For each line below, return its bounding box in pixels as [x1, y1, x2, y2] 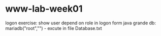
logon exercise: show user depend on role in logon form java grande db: [5, 20, 156, 26]
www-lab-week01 [5, 3, 83, 15]
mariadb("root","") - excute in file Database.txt [5, 25, 103, 31]
